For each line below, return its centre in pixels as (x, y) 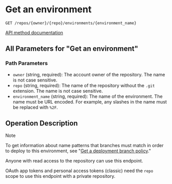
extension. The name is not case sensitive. (58, 91)
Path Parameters (26, 64)
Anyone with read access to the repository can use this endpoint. (74, 161)
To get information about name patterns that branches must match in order (84, 146)
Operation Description (42, 123)
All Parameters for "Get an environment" (72, 49)
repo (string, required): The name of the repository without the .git (84, 85)
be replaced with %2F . (35, 107)
